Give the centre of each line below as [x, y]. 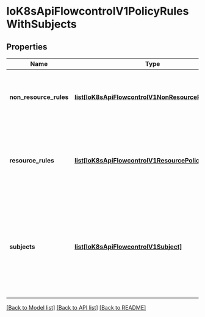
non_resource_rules [39, 97]
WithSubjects [42, 24]
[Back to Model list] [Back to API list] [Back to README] [76, 308]
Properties [27, 47]
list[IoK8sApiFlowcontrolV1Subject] [128, 247]
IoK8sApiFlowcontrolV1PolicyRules [98, 11]
